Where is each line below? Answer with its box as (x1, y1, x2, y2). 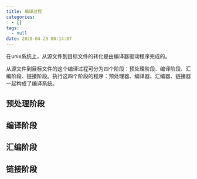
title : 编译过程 (6, 8, 42, 15)
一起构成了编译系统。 (6, 80, 57, 87)
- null (11, 31, 28, 36)
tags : (6, 25, 19, 31)
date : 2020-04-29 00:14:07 (6, 36, 72, 42)
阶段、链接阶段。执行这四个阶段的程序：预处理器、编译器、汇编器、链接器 (11, 73, 191, 79)
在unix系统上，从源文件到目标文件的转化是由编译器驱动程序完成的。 (6, 53, 171, 59)
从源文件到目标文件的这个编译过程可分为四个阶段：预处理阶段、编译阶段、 (6, 65, 186, 72)
